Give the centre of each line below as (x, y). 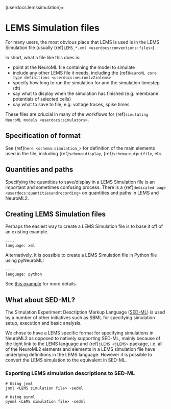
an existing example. (27, 232)
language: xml (20, 246)
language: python (24, 274)
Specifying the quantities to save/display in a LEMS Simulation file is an (80, 182)
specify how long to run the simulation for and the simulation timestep (86, 82)
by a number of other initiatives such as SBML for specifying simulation (80, 318)
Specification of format (43, 136)
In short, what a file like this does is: (43, 57)
